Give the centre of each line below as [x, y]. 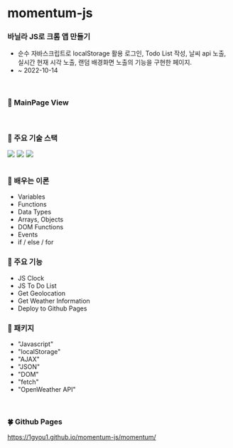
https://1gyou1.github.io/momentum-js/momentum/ [82, 437]
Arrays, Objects [40, 219]
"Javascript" [36, 344]
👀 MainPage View [38, 103]
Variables [31, 197]
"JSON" [29, 366]
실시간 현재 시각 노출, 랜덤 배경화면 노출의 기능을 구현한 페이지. [105, 63]
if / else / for [36, 242]
